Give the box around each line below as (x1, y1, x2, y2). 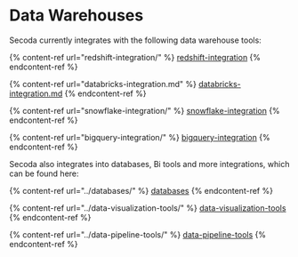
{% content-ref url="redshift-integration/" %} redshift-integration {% (9, 52, 261, 62)
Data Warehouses (9, 5, 144, 26)
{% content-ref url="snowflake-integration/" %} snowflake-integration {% (9, 105, 280, 116)
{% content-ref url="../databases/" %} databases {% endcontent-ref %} (9, 185, 274, 196)
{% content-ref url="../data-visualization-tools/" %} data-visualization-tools (9, 202, 286, 213)
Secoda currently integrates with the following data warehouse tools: (9, 35, 262, 45)
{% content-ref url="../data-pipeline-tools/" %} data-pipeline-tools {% (9, 229, 267, 240)
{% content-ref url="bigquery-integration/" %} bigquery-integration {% (9, 132, 270, 142)
